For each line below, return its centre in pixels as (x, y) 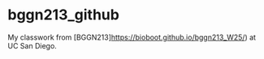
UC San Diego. (32, 45)
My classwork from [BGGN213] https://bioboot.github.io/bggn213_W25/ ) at (132, 37)
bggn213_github (63, 15)
